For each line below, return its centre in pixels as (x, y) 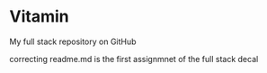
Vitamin (39, 17)
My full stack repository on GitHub (73, 41)
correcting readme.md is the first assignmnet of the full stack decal (134, 59)
